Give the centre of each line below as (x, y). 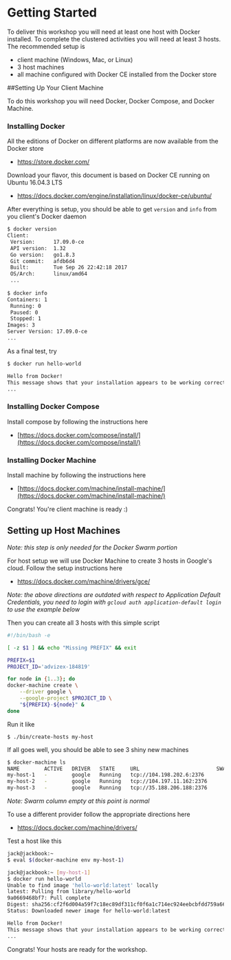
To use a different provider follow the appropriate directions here (99, 815)
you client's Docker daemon (47, 217)
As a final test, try (32, 351)
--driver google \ (46, 692)
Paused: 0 (24, 312)
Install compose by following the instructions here (78, 421)
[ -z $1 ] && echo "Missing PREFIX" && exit (72, 648)
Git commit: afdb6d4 (43, 261)
